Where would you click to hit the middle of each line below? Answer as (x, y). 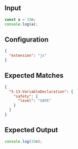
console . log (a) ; (21, 24)
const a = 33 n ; (20, 19)
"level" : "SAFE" (34, 101)
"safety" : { (26, 96)
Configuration (27, 39)
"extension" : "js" (28, 56)
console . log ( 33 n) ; (23, 141)
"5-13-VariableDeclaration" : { (41, 92)
